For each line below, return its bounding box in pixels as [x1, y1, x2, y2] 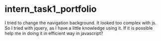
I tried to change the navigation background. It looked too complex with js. [4, 20, 157, 26]
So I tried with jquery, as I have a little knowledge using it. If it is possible [4, 25, 153, 31]
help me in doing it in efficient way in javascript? [4, 30, 103, 36]
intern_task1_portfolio [4, 3, 97, 15]
